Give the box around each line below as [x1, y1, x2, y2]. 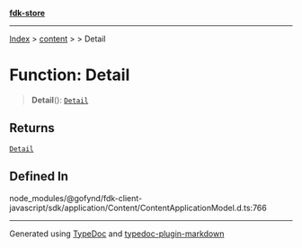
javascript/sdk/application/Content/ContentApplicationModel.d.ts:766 [9, 202, 267, 213]
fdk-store [9, 8, 46, 18]
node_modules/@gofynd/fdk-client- [9, 192, 142, 203]
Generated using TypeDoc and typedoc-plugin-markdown [9, 228, 225, 239]
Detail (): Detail [31, 94, 89, 105]
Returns [9, 120, 56, 136]
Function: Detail [9, 65, 130, 85]
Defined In [9, 169, 69, 184]
